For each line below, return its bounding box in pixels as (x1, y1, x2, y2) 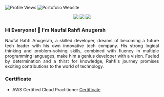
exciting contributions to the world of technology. (5, 64, 104, 69)
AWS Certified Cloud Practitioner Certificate (12, 86, 101, 92)
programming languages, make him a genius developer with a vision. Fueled (5, 53, 159, 59)
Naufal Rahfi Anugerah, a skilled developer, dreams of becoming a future (5, 38, 159, 44)
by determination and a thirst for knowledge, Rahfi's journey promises (5, 58, 159, 64)
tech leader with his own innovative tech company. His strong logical (5, 43, 159, 48)
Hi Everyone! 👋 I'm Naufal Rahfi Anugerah (5, 27, 106, 33)
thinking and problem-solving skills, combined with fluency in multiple (5, 48, 159, 54)
